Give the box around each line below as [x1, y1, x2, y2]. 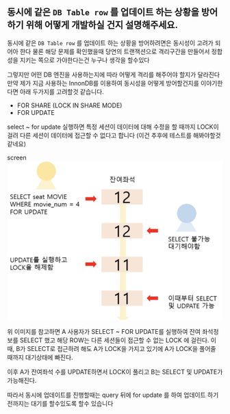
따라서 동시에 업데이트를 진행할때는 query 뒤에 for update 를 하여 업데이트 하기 [7, 391, 219, 399]
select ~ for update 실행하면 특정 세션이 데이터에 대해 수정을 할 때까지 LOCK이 [7, 122, 219, 131]
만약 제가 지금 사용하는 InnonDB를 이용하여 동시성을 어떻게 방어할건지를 [7, 79, 200, 87]
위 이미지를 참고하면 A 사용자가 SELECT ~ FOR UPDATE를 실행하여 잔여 [7, 328, 201, 336]
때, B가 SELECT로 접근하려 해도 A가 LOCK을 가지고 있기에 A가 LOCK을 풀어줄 [7, 345, 216, 353]
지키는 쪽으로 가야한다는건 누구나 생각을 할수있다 [19, 55, 150, 64]
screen [7, 153, 27, 161]
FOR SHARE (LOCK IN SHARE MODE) [16, 101, 123, 109]
